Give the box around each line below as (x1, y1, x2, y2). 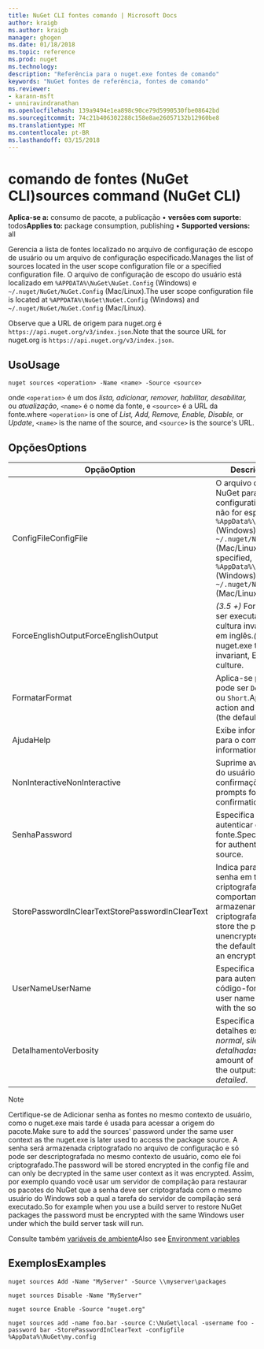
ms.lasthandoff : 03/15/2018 (8, 136, 101, 144)
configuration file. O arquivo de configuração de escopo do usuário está (8, 269, 242, 280)
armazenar (215, 901, 256, 912)
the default (215, 941, 256, 952)
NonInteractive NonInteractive (12, 777, 122, 788)
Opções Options (8, 440, 87, 454)
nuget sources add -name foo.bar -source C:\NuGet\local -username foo (8, 1319, 247, 1327)
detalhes (215, 1025, 248, 1036)
